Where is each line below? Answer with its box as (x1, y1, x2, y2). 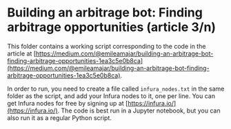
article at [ (7, 49, 37, 58)
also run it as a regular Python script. (7, 113, 112, 121)
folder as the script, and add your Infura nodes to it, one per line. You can (7, 91, 216, 100)
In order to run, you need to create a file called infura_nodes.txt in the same (7, 84, 225, 93)
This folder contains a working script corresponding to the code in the (7, 42, 206, 50)
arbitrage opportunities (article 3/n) (7, 19, 216, 35)
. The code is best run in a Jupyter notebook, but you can (57, 106, 221, 115)
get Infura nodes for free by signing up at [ (7, 99, 128, 107)
